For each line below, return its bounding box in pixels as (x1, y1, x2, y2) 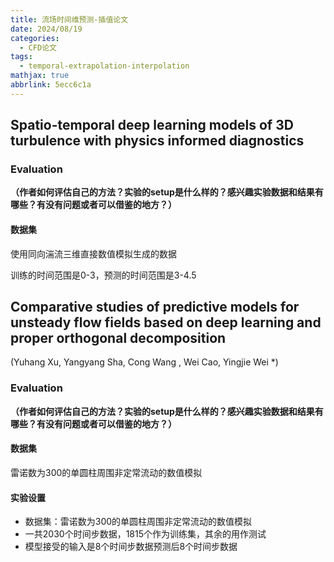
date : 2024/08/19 (10, 24, 83, 34)
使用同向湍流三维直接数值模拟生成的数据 (10, 247, 177, 260)
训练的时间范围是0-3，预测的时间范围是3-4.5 (10, 269, 197, 281)
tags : (10, 52, 33, 62)
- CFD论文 (19, 42, 57, 53)
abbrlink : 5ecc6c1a (10, 80, 92, 90)
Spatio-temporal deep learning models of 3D (10, 117, 294, 134)
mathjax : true (10, 71, 70, 81)
